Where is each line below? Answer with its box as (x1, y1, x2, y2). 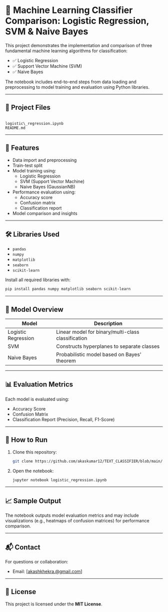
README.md (5, 125, 26, 130)
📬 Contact (5, 543, 40, 551)
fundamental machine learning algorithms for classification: (5, 48, 127, 54)
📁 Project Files (5, 103, 51, 112)
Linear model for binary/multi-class (55, 328, 139, 335)
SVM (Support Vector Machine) (19, 178, 85, 184)
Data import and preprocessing (12, 157, 77, 163)
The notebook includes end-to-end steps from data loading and (5, 79, 136, 85)
